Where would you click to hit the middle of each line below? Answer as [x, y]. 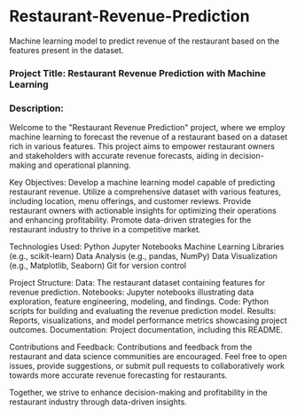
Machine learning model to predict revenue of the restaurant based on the [145, 41]
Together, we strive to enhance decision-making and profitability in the [138, 393]
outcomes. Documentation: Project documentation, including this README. [146, 330]
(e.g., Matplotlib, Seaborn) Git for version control [98, 266]
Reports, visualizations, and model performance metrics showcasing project [148, 320]
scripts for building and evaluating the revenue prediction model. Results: [143, 311]
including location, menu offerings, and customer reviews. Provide [130, 201]
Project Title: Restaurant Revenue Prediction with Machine [137, 73]
